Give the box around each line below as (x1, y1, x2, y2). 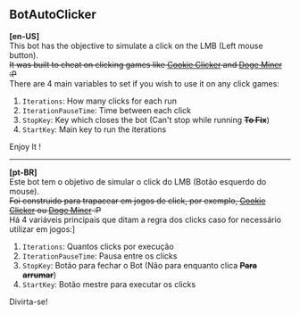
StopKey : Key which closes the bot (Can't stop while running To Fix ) (21, 114, 271, 125)
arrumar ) (21, 269, 56, 280)
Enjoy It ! (9, 141, 42, 152)
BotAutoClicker (9, 7, 96, 22)
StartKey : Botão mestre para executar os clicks (21, 278, 196, 289)
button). (9, 49, 38, 61)
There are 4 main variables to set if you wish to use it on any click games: (9, 78, 279, 88)
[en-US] (9, 30, 40, 41)
